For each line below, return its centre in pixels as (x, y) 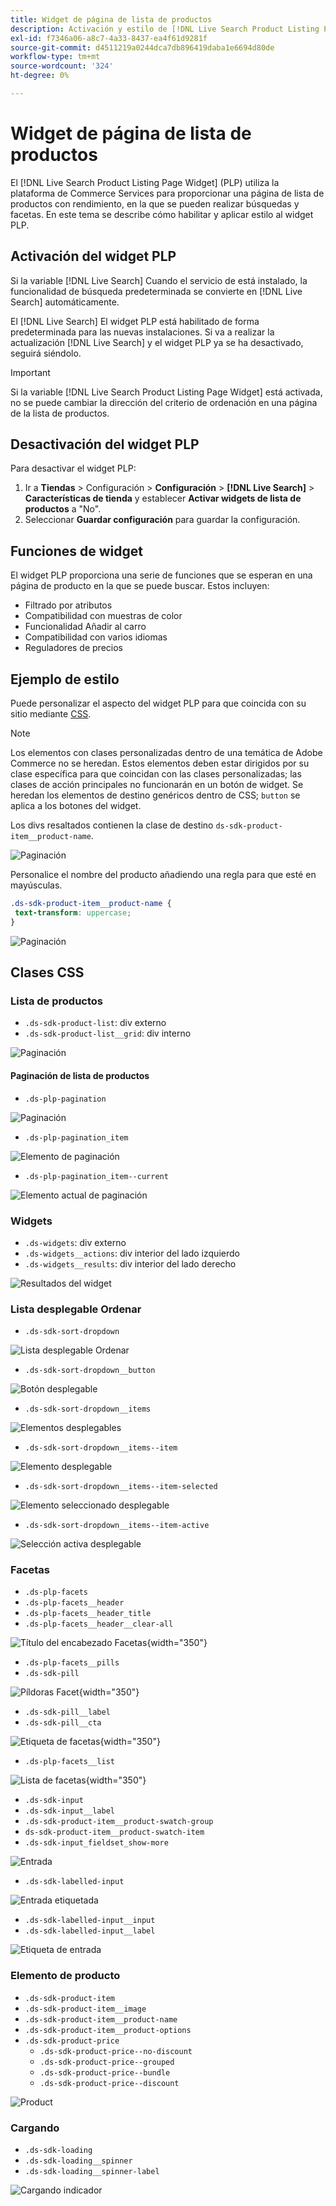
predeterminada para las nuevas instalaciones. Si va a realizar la (142, 332)
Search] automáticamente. (65, 302)
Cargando (35, 2128)
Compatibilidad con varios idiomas (96, 637)
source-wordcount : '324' (62, 66)
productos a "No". (63, 509)
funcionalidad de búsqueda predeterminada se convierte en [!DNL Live (156, 291)
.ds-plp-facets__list (69, 1762)
